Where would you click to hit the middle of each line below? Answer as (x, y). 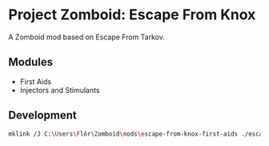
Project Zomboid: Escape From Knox (132, 15)
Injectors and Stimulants (60, 90)
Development (43, 115)
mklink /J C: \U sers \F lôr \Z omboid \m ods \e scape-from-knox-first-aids (123, 134)
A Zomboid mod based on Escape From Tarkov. (87, 37)
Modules (31, 62)
